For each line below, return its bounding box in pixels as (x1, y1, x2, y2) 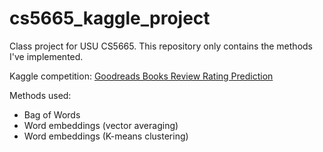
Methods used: (9, 89, 72, 101)
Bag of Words (23, 108, 81, 121)
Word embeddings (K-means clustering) (23, 130, 189, 142)
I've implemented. (9, 50, 84, 62)
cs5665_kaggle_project (9, 7, 211, 30)
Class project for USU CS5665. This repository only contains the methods (9, 40, 313, 52)
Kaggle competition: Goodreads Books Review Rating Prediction (9, 70, 274, 82)
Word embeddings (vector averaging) (23, 119, 179, 131)
